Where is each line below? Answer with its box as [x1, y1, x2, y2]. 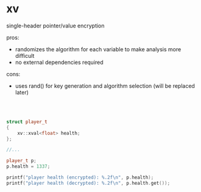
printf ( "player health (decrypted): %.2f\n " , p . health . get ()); [6, 180, 171, 186]
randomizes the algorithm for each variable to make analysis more [15, 45, 182, 53]
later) [15, 88, 29, 96]
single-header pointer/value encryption [6, 22, 105, 29]
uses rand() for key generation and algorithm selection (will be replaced [15, 82, 195, 90]
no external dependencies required [15, 59, 104, 66]
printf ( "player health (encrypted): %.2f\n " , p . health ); [6, 174, 154, 181]
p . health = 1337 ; [6, 163, 51, 169]
